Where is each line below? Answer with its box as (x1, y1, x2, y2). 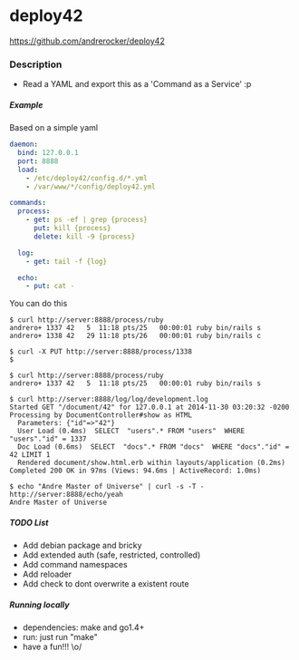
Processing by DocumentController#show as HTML (9, 411, 193, 420)
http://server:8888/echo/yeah (9, 490, 124, 500)
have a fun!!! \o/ (22, 641, 82, 653)
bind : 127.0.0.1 (17, 149, 79, 158)
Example (9, 99, 43, 110)
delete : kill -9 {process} (33, 232, 136, 241)
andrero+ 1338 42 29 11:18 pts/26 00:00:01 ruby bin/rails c (9, 332, 261, 341)
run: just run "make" (22, 632, 98, 643)
